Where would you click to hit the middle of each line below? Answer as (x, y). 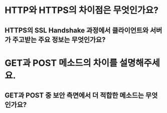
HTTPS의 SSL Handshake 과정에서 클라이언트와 (77, 30)
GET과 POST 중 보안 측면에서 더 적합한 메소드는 (74, 95)
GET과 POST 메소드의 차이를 (61, 63)
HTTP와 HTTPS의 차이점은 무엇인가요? (82, 10)
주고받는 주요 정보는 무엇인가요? (59, 40)
